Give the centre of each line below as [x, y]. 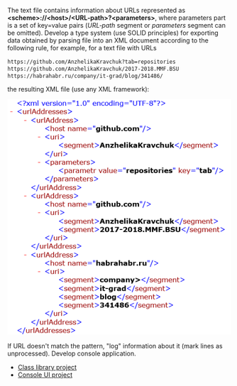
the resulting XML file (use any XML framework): [78, 89]
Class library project [47, 368]
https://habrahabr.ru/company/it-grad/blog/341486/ [85, 76]
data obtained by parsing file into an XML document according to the [108, 40]
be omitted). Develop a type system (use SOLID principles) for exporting [113, 33]
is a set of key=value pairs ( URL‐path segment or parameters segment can [116, 25]
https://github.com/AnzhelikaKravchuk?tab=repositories [92, 62]
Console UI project [45, 375]
